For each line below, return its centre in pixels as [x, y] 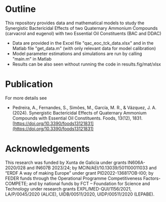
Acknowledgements [48, 149]
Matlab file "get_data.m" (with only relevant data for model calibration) [84, 48]
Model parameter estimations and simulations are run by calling [77, 54]
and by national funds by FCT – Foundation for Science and [89, 183]
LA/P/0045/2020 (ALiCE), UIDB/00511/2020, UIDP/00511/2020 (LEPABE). [80, 194]
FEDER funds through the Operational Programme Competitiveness [74, 178]
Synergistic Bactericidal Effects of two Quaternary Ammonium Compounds [82, 28]
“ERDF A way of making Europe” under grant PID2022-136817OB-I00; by [79, 173]
